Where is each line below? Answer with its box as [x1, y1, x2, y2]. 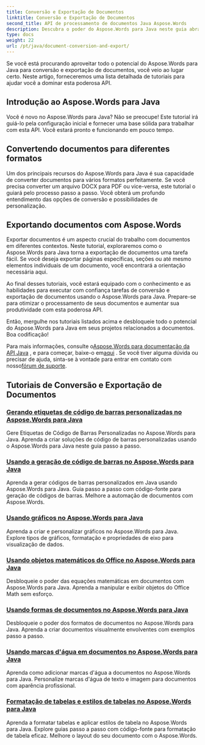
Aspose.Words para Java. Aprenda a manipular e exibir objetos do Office [6, 584, 190, 591]
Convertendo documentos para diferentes [6, 144, 170, 154]
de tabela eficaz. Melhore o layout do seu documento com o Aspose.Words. [6, 732, 198, 739]
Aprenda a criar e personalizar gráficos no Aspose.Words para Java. [6, 528, 179, 535]
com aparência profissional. [6, 682, 76, 689]
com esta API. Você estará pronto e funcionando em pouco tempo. [6, 126, 174, 133]
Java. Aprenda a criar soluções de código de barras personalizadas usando [6, 436, 197, 443]
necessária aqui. [6, 268, 48, 275]
